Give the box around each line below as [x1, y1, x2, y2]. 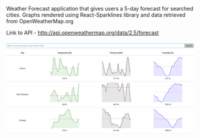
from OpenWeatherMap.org [6, 18, 74, 24]
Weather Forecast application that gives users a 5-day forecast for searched [6, 5, 193, 12]
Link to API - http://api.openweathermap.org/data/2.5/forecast [6, 29, 159, 36]
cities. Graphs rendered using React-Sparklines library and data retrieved [6, 11, 186, 18]
